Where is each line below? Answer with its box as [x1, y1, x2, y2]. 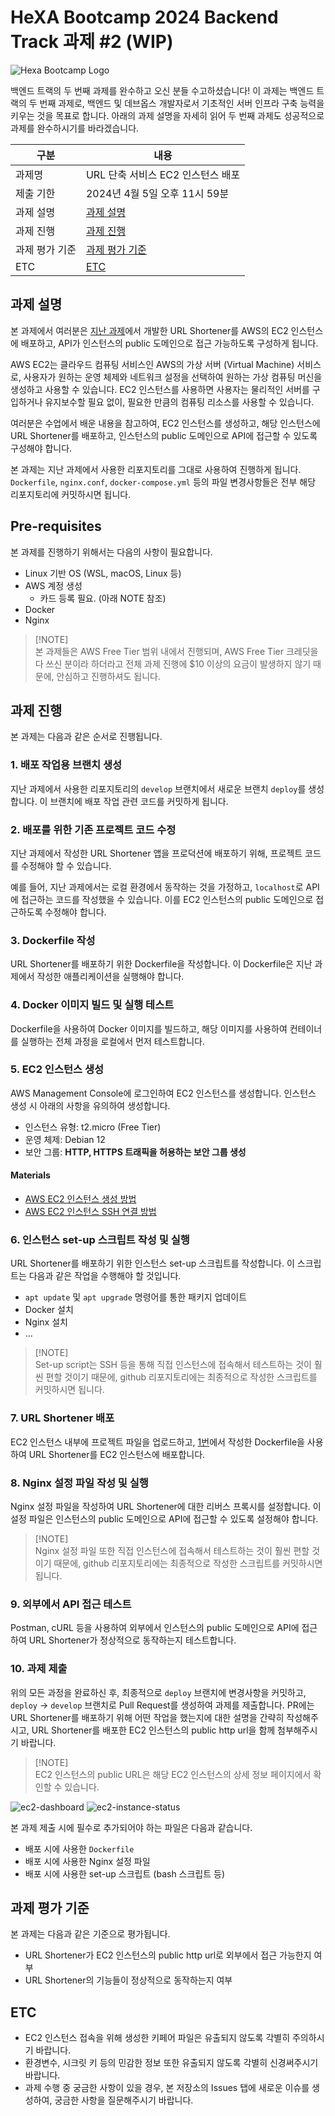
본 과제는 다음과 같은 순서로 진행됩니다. [10, 731, 163, 743]
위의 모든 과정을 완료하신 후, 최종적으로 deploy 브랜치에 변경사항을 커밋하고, [10, 1686, 307, 1698]
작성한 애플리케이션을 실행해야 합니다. [36, 971, 185, 983]
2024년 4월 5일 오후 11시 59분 [85, 186, 230, 200]
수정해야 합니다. [44, 906, 107, 918]
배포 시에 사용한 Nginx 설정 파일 [24, 1855, 151, 1867]
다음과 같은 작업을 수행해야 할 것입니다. [28, 1270, 182, 1282]
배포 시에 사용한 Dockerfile [24, 1842, 135, 1855]
